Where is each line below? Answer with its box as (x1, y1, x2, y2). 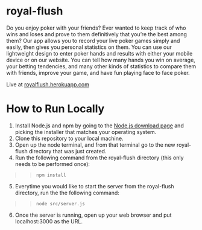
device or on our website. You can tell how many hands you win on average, (6, 56, 196, 63)
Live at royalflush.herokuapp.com (6, 80, 89, 88)
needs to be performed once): (14, 160, 90, 167)
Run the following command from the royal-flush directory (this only (14, 154, 184, 161)
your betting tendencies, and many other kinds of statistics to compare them (6, 62, 197, 70)
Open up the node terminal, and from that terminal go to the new (14, 141, 175, 149)
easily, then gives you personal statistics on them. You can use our (6, 43, 172, 51)
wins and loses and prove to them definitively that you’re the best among (6, 30, 187, 37)
